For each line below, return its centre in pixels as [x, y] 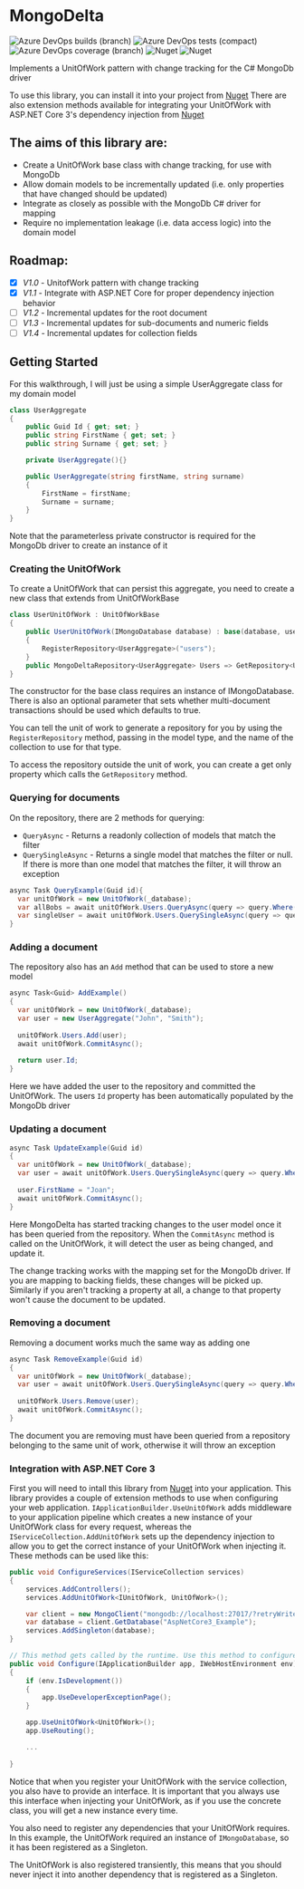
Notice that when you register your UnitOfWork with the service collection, [148, 1781]
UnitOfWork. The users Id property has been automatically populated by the [152, 1096]
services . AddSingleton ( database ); [90, 1631]
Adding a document [53, 948]
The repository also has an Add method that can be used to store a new [142, 967]
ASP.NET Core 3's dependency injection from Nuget [107, 114]
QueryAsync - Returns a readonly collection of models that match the [149, 835]
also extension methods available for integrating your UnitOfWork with [140, 104]
